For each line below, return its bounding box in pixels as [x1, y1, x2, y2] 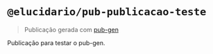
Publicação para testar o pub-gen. [7, 38, 105, 46]
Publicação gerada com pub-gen [24, 25, 119, 33]
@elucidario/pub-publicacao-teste [7, 5, 207, 18]
